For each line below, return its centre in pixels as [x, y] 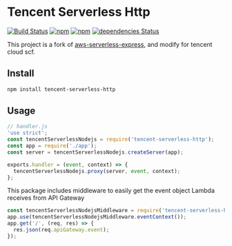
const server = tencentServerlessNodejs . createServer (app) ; [96, 152]
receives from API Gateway [46, 198]
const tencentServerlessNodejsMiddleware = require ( [85, 211]
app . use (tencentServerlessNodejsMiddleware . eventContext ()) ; [97, 217]
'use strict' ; [28, 133]
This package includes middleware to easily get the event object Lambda [111, 191]
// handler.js [28, 127]
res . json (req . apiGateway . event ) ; [61, 230]
